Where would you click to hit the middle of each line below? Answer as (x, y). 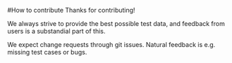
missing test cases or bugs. (47, 52)
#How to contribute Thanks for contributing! (71, 10)
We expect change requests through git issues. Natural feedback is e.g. (111, 44)
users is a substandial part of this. (56, 31)
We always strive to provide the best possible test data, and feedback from (116, 23)
